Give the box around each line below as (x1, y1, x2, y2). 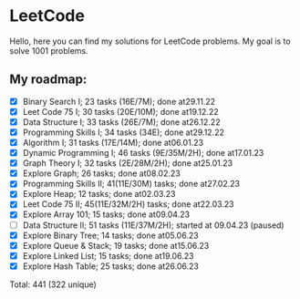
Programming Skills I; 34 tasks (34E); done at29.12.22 (22, 127, 225, 138)
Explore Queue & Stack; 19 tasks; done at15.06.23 (22, 240, 210, 251)
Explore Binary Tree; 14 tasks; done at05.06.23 (22, 230, 199, 241)
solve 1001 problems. (9, 45, 88, 56)
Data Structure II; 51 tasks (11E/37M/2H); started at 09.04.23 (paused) (22, 220, 284, 231)
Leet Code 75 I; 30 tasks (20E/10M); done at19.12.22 (22, 106, 219, 117)
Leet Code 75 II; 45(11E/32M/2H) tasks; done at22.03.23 (22, 199, 234, 210)
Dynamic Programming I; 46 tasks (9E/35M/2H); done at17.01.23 (22, 148, 264, 159)
